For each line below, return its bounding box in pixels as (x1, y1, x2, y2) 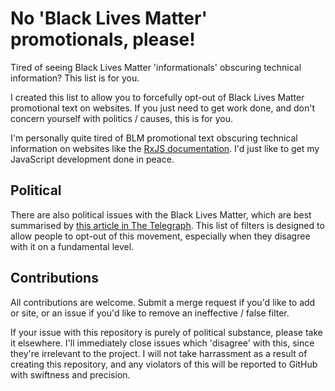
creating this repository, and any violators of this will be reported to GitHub (10, 358, 318, 370)
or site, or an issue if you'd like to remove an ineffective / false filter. (10, 307, 290, 319)
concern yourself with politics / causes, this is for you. (10, 112, 233, 124)
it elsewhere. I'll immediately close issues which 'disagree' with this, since (10, 337, 315, 349)
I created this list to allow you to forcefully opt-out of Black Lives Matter (10, 91, 305, 103)
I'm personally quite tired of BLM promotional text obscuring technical (10, 132, 298, 144)
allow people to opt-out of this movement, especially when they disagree (10, 230, 311, 242)
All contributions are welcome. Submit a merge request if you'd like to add (10, 296, 316, 308)
